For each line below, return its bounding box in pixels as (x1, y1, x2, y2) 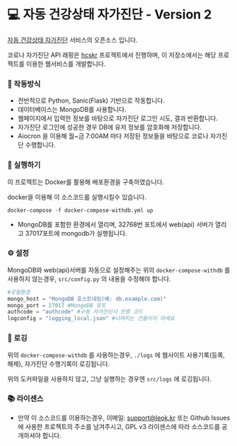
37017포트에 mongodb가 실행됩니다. (25, 229, 127, 237)
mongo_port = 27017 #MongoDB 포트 (7, 302, 106, 309)
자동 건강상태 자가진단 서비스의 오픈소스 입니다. (7, 35, 138, 44)
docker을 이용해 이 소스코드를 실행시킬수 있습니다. (7, 193, 147, 201)
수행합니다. (25, 141, 57, 149)
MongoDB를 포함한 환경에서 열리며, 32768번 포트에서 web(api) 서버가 (17, 220, 214, 229)
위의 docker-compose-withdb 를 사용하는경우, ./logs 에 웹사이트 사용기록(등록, (7, 350, 225, 359)
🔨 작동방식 (7, 79, 41, 88)
